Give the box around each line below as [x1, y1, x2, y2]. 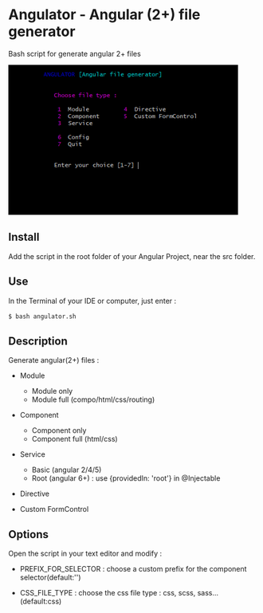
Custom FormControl [19, 505, 89, 514]
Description [8, 334, 68, 348]
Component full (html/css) [31, 434, 118, 444]
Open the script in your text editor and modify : [8, 548, 163, 559]
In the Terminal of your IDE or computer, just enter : [8, 296, 177, 305]
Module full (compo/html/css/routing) [31, 395, 155, 404]
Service [19, 450, 45, 459]
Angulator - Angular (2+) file [8, 6, 201, 24]
